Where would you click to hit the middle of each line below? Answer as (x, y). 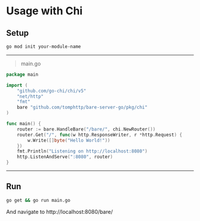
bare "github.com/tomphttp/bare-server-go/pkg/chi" (82, 108)
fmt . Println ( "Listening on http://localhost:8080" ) (82, 151)
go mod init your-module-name (44, 46)
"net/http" (30, 97)
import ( (17, 85)
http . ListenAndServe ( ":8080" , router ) (65, 157)
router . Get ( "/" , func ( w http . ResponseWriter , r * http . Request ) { (100, 135)
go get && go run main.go (38, 200)
